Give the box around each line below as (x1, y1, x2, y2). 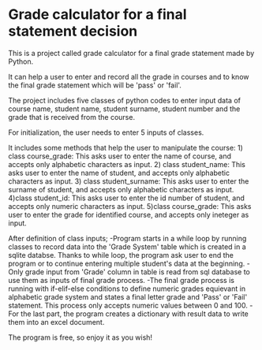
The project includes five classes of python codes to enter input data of (8, 95, 241, 105)
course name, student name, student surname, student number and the (8, 104, 241, 114)
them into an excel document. (8, 317, 105, 326)
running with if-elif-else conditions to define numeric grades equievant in (8, 284, 246, 293)
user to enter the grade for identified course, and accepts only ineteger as (8, 210, 249, 219)
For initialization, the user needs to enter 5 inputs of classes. (8, 128, 204, 137)
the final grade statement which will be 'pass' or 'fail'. (8, 80, 182, 90)
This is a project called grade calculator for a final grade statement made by (8, 48, 255, 58)
